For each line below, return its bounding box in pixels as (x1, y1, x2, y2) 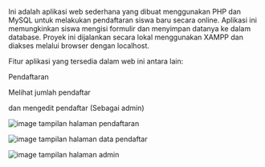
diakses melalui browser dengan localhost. (8, 41, 150, 51)
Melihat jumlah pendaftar (8, 88, 91, 97)
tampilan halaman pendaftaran (39, 119, 140, 128)
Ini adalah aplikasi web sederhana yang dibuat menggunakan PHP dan (8, 7, 242, 16)
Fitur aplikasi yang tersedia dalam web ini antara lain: (8, 56, 184, 66)
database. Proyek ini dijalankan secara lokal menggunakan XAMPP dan (8, 32, 243, 42)
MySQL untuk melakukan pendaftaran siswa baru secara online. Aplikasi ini (8, 15, 257, 25)
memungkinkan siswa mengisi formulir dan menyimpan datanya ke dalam (8, 24, 251, 33)
